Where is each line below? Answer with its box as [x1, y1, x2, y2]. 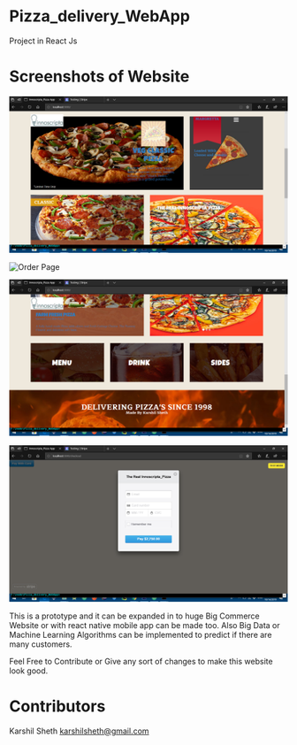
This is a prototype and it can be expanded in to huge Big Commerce [9, 611, 260, 621]
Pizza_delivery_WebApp [9, 6, 190, 27]
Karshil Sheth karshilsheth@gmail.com [9, 726, 149, 736]
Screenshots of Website [9, 66, 190, 87]
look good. [9, 665, 49, 676]
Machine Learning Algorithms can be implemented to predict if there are [9, 629, 272, 640]
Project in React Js [9, 35, 78, 46]
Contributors [9, 696, 106, 717]
